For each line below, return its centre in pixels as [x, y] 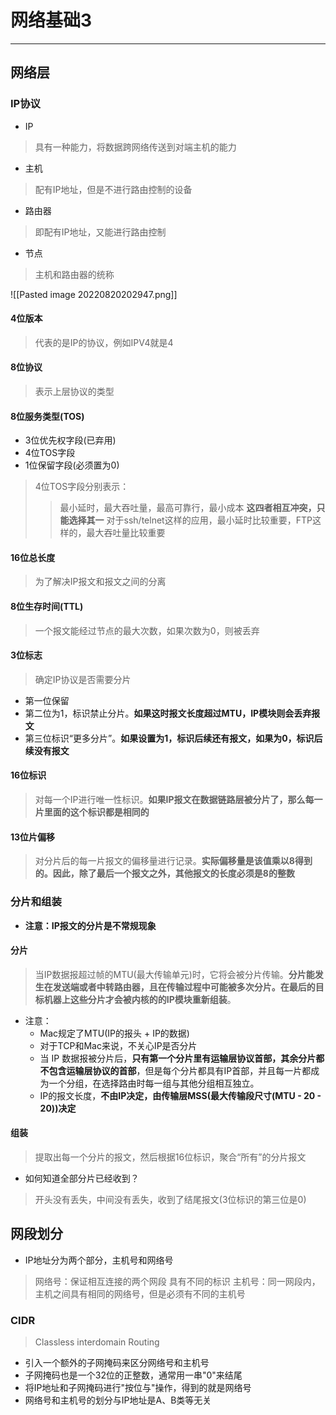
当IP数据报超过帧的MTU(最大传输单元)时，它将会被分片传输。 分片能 [174, 974]
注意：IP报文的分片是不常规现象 [90, 925]
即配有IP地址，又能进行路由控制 [100, 232]
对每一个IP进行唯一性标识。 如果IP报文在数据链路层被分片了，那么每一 [178, 800]
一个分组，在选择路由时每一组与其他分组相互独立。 [154, 1083]
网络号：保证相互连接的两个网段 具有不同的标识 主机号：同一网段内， [177, 1281]
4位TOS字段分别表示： [82, 487]
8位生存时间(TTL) [47, 607]
